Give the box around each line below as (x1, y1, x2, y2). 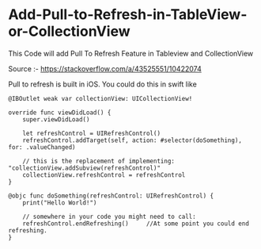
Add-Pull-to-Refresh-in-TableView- (8, 6, 248, 24)
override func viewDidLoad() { (8, 109, 112, 117)
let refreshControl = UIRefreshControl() (22, 129, 161, 137)
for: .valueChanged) (8, 143, 77, 151)
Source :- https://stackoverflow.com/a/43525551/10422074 (8, 63, 202, 73)
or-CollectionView (8, 22, 130, 40)
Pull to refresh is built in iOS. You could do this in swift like (8, 79, 198, 89)
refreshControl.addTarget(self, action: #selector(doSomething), (22, 136, 243, 144)
